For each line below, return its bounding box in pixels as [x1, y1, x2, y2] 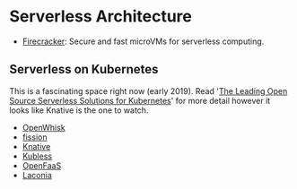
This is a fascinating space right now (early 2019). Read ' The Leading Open [9, 85, 288, 96]
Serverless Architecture [9, 6, 193, 27]
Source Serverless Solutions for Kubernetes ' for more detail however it [9, 95, 271, 106]
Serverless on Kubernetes [9, 62, 159, 77]
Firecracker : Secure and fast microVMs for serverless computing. [22, 36, 265, 47]
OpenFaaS [22, 159, 62, 171]
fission [22, 132, 48, 142]
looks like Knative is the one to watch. [9, 105, 149, 116]
